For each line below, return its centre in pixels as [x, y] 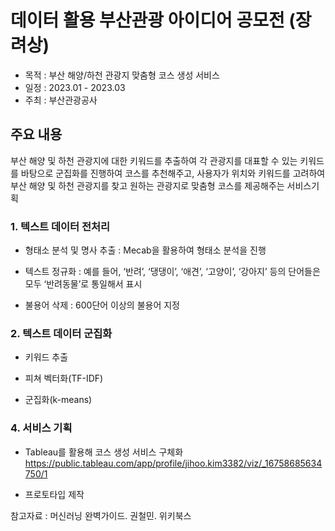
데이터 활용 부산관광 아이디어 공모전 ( [153, 20]
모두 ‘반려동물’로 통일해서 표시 [83, 284]
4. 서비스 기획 [41, 428]
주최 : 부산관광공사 [61, 100]
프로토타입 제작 [54, 494]
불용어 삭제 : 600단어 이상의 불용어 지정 [102, 305]
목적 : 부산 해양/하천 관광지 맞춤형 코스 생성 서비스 [122, 75]
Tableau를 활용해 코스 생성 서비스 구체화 [104, 452]
